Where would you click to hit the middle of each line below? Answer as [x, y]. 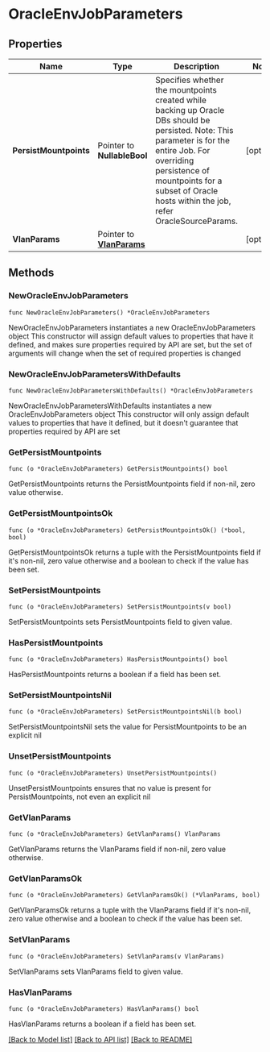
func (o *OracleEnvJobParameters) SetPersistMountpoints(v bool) [120, 607]
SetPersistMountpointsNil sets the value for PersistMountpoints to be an [127, 727]
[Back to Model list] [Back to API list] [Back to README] [100, 1039]
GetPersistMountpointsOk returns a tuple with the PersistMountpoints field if [135, 552]
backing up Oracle [190, 110]
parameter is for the [193, 140]
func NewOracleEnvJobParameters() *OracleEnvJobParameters [109, 312]
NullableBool [123, 156]
